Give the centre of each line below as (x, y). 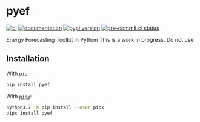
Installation (28, 59)
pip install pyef (28, 84)
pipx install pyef (29, 113)
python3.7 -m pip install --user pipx (55, 107)
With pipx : (19, 96)
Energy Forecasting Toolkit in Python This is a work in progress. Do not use (100, 39)
